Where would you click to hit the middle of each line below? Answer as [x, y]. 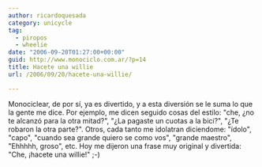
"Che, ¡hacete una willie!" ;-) [54, 154]
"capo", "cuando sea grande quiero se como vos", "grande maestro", [120, 137]
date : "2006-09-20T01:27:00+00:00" [67, 52]
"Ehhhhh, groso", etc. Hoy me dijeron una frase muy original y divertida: [125, 146]
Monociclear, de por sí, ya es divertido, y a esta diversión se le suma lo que [131, 104]
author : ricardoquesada [47, 15]
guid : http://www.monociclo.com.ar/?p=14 [77, 60]
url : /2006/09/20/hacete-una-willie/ [70, 74]
